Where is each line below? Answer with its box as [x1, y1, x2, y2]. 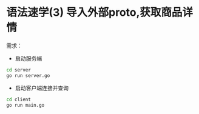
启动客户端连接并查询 [15, 84, 69, 92]
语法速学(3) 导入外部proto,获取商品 [6, 5, 183, 19]
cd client [6, 96, 32, 102]
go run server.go [6, 72, 50, 79]
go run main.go [6, 102, 45, 108]
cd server [6, 67, 32, 73]
